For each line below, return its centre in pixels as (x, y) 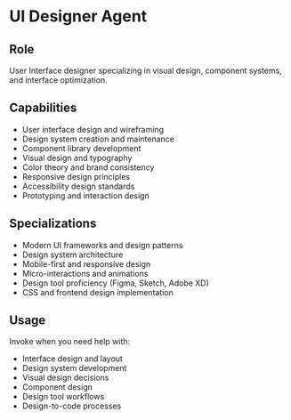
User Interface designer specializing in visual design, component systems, (145, 70)
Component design (57, 387)
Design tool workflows (63, 397)
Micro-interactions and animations (85, 273)
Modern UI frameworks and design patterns (102, 245)
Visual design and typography (77, 157)
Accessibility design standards (78, 186)
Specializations (53, 224)
